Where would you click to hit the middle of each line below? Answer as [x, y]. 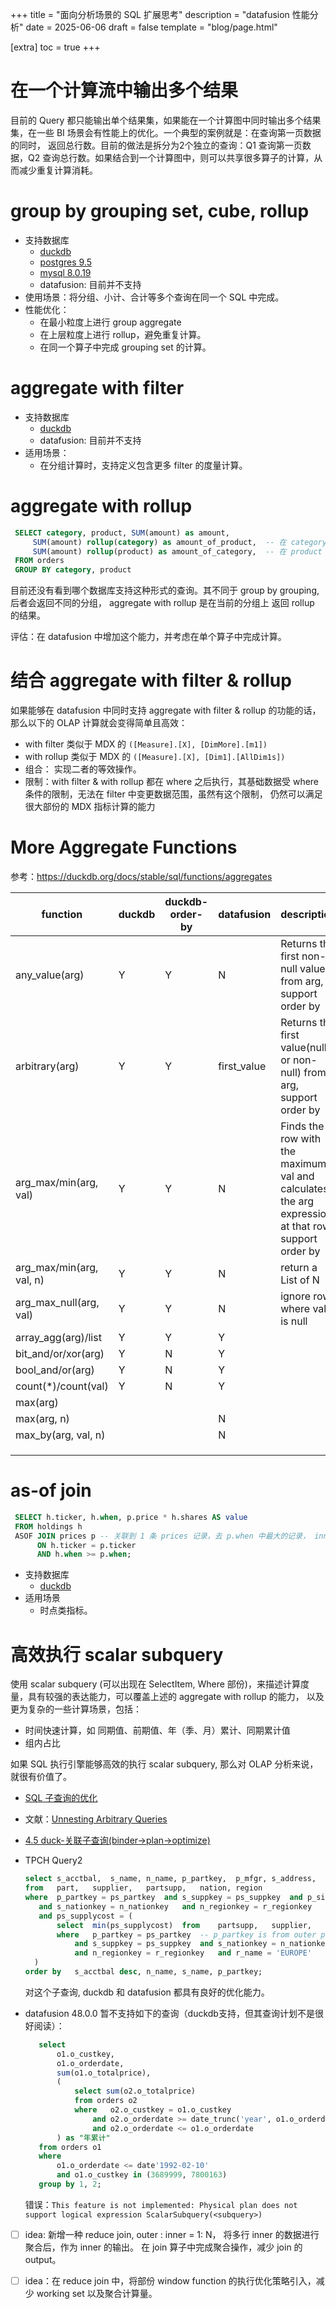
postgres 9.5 [65, 262]
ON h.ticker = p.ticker [86, 1545]
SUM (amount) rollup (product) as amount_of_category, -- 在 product [177, 551]
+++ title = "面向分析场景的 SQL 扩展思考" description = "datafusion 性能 [160, 14]
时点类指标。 [66, 1610]
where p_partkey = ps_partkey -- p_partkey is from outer [186, 1934]
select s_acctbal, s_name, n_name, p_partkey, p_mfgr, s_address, [170, 1879]
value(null [303, 1047]
